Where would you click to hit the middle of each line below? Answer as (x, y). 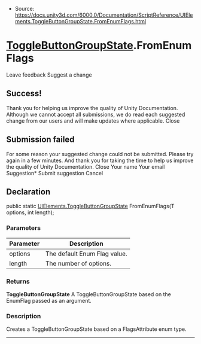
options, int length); (30, 212)
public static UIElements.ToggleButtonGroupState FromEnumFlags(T (90, 206)
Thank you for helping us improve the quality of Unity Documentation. (92, 108)
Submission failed (40, 140)
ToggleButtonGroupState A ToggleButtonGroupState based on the (89, 294)
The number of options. (78, 263)
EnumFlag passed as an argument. (49, 300)
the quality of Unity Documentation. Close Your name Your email (86, 166)
